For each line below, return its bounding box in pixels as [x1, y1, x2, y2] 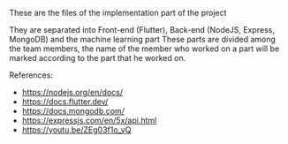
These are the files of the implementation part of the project [9, 8, 227, 18]
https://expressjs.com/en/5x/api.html [21, 115, 157, 125]
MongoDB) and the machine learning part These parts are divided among [9, 34, 277, 44]
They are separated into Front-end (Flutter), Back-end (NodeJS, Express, [9, 25, 276, 34]
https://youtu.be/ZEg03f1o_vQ [21, 125, 132, 135]
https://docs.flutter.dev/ [21, 96, 109, 107]
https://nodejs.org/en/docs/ [21, 87, 124, 97]
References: [9, 70, 53, 80]
